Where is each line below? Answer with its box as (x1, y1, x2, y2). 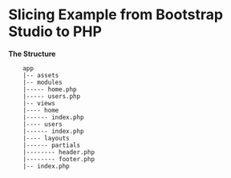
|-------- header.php (22, 148, 95, 156)
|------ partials (22, 141, 81, 149)
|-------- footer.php (22, 155, 95, 163)
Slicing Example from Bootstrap (8, 6, 223, 24)
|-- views (22, 99, 56, 107)
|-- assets (22, 71, 59, 79)
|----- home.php (22, 85, 78, 93)
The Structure (8, 49, 56, 58)
